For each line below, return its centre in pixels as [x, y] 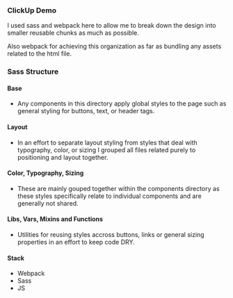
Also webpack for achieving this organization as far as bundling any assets [114, 47]
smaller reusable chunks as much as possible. [73, 33]
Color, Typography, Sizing [46, 173]
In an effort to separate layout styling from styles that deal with [107, 142]
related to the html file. [39, 53]
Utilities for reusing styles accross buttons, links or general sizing [111, 235]
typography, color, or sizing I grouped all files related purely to [106, 150]
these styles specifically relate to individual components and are [109, 196]
